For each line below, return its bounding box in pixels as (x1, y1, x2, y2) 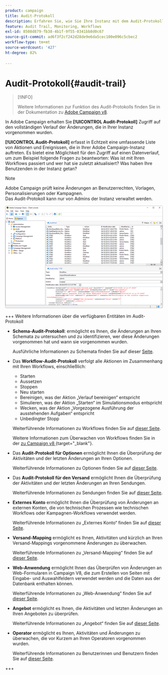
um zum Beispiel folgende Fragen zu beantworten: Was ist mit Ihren (5, 155, 145, 161)
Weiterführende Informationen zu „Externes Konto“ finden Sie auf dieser (12, 520, 161, 526)
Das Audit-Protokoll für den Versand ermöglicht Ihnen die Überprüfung (12, 475, 161, 481)
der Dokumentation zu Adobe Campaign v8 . (17, 109, 108, 115)
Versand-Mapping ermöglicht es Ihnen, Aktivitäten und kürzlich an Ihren (12, 535, 162, 541)
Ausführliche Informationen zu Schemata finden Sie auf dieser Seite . (12, 348, 154, 354)
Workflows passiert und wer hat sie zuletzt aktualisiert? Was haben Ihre (5, 160, 152, 166)
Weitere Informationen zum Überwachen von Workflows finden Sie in (12, 435, 155, 441)
